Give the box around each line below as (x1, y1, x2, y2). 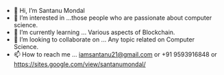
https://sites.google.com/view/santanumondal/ (13, 60, 146, 68)
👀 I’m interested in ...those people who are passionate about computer (13, 14, 212, 22)
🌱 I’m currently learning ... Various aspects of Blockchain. (13, 28, 175, 36)
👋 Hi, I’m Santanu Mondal (13, 7, 86, 14)
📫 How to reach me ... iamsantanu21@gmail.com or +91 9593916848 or (13, 50, 217, 58)
